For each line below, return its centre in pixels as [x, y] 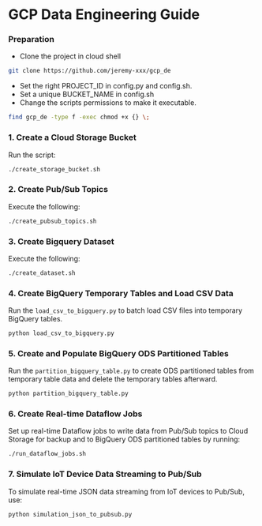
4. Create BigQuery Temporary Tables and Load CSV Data [121, 293]
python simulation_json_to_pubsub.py [70, 514]
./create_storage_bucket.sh [54, 169]
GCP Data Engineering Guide [104, 15]
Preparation [32, 39]
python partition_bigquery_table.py [68, 394]
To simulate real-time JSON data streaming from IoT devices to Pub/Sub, [126, 491]
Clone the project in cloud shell [70, 56]
